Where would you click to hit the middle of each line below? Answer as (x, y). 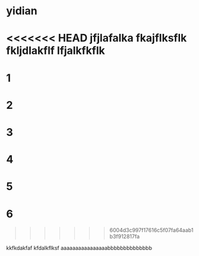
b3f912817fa (124, 236)
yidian (22, 11)
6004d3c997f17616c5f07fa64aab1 (151, 230)
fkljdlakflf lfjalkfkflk (56, 51)
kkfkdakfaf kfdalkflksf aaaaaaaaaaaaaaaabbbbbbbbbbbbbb (79, 248)
